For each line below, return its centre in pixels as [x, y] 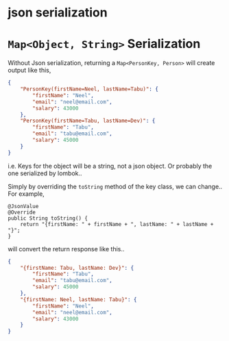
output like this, [29, 71]
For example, [26, 194]
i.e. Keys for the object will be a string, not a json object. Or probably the [110, 166]
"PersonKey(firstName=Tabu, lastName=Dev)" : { [88, 121]
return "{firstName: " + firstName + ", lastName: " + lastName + [117, 224]
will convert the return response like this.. [66, 249]
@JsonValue [23, 206]
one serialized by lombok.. [45, 173]
